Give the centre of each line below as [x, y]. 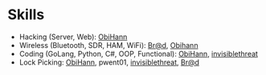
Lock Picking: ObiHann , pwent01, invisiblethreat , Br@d [109, 62]
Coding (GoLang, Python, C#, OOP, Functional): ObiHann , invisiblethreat [139, 53]
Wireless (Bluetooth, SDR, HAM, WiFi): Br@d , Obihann [108, 45]
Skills [26, 15]
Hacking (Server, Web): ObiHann [73, 37]
